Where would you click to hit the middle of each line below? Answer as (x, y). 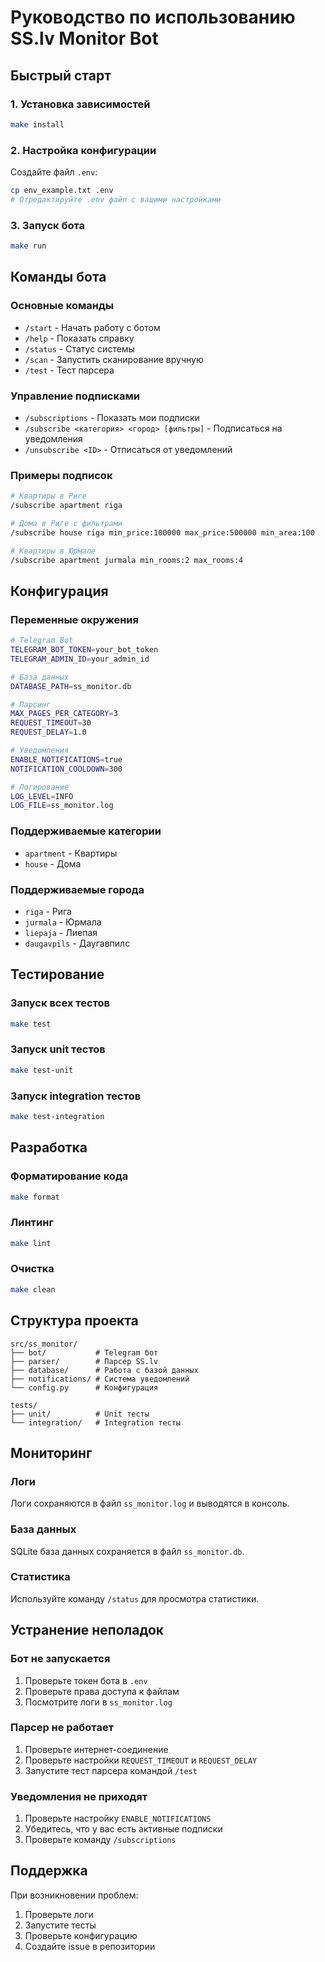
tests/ (24, 1405)
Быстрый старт (61, 75)
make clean (33, 1289)
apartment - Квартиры (71, 853)
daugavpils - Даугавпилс (77, 943)
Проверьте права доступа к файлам (102, 1691)
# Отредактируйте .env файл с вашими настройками (116, 199)
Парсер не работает (62, 1728)
